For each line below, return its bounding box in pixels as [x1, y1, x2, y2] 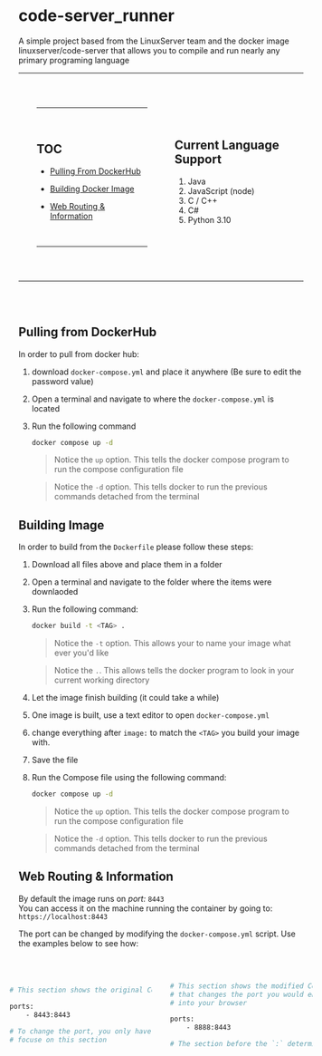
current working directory [53, 674, 150, 685]
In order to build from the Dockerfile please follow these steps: [18, 541, 254, 553]
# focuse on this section [9, 1035, 107, 1044]
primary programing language [18, 54, 129, 65]
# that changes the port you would [170, 990, 305, 999]
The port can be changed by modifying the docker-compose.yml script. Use [18, 928, 296, 939]
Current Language [175, 138, 280, 153]
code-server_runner [18, 5, 175, 26]
